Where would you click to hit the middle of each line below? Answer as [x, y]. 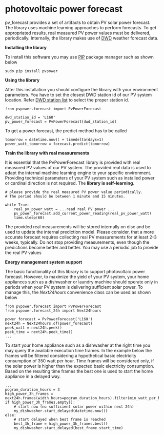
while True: [17, 205]
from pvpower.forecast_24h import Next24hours [53, 311]
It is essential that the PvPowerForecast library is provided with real [73, 162]
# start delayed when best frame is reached [60, 419]
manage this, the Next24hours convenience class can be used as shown [78, 292]
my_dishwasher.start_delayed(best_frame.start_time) [69, 428]
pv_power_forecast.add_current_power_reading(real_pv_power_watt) [83, 213]
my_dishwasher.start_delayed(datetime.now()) [61, 411]
